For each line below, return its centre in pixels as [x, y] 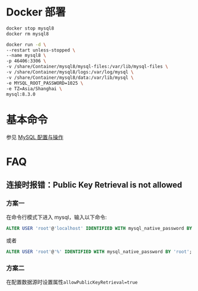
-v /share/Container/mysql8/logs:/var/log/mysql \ [70, 72]
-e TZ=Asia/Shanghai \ [34, 89]
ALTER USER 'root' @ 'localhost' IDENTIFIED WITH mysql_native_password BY [99, 229]
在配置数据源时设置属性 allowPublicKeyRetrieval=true [72, 282]
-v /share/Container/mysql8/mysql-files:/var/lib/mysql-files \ [87, 67]
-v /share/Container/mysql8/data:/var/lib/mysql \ [70, 78]
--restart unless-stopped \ [41, 50]
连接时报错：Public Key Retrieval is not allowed [94, 185]
